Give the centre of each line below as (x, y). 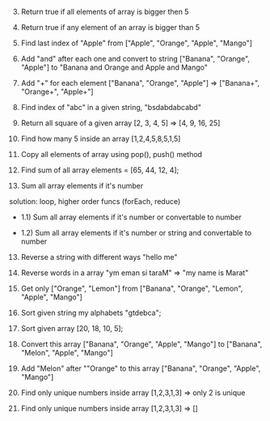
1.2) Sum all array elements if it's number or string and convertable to (136, 233)
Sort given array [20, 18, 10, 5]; (72, 328)
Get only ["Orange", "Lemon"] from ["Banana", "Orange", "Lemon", (132, 288)
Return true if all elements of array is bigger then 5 (105, 12)
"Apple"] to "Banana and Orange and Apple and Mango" (114, 67)
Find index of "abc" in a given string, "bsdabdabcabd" (111, 107)
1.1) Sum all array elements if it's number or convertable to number (131, 217)
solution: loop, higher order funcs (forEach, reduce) (95, 201)
